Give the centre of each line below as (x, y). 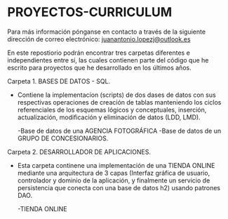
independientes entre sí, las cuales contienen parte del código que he (108, 60)
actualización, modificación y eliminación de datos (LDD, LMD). (109, 117)
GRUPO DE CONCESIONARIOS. (63, 138)
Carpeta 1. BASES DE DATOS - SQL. (59, 81)
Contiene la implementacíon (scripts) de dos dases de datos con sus (116, 95)
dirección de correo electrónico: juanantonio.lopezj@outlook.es (99, 39)
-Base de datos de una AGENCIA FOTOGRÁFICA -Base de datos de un (119, 131)
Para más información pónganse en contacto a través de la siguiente (106, 32)
